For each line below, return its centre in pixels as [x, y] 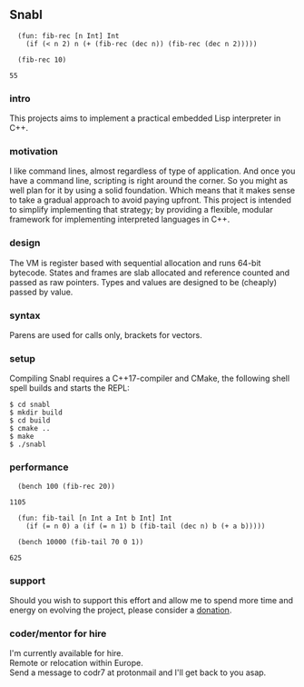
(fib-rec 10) [42, 60]
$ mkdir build [36, 413]
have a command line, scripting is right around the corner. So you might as [149, 181]
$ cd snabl [30, 405]
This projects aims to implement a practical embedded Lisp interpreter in [145, 118]
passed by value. [41, 292]
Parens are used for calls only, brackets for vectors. [106, 335]
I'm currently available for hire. [67, 653]
